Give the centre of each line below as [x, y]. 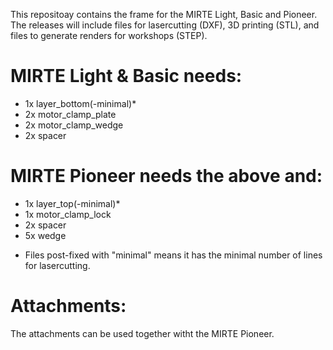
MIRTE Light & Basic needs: [126, 76]
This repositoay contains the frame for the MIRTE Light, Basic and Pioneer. [164, 14]
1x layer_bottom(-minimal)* [80, 103]
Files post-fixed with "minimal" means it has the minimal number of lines [173, 255]
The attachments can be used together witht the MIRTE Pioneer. [142, 333]
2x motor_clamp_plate [70, 114]
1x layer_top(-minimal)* [72, 203]
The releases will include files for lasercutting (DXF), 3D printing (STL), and [165, 25]
